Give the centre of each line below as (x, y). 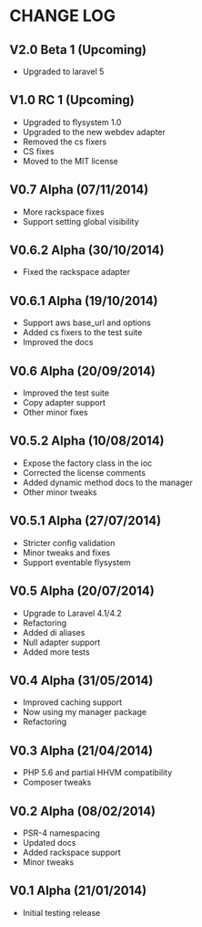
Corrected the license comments (84, 472)
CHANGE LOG (63, 16)
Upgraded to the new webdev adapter (94, 132)
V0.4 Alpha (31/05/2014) (81, 680)
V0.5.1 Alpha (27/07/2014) (86, 521)
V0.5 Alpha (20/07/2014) (82, 591)
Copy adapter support (64, 403)
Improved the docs (58, 342)
